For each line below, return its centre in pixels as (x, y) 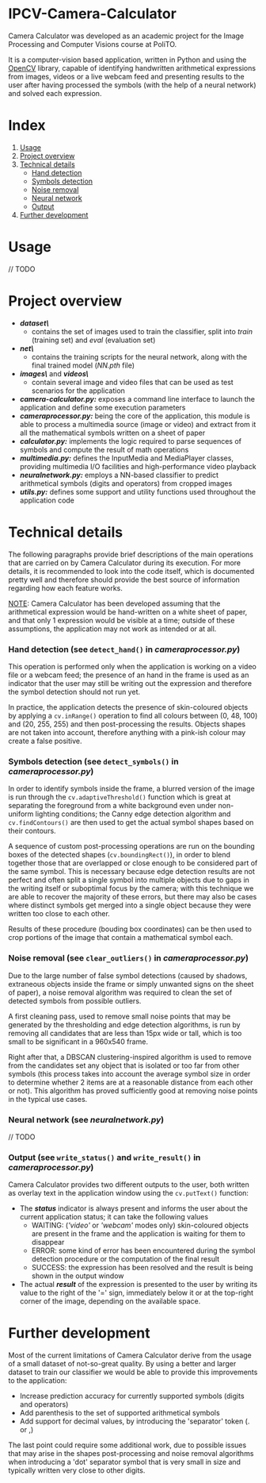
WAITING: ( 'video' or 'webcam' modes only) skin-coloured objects (140, 1225)
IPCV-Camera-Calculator (92, 14)
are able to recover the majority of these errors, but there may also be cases (133, 897)
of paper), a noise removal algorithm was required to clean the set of (120, 992)
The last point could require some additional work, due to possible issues (127, 1445)
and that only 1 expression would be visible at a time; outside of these (122, 620)
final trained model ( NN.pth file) (83, 365)
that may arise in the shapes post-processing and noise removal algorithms (131, 1454)
